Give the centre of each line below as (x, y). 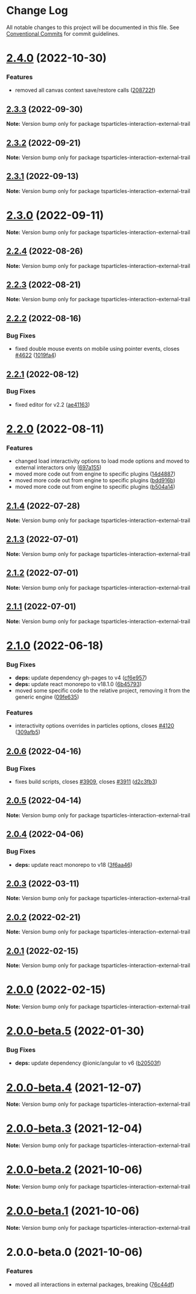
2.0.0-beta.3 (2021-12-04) (74, 1129)
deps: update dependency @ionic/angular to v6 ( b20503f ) (88, 1063)
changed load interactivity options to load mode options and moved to (102, 461)
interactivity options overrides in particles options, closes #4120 (95, 726)
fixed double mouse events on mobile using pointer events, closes (97, 349)
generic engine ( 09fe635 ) (47, 697)
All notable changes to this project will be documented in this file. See (93, 27)
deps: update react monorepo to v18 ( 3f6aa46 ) (74, 864)
